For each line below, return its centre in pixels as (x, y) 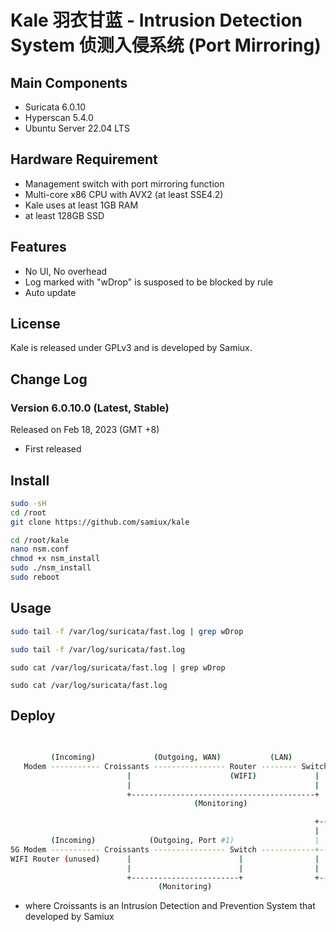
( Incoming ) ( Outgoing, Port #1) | (185, 841)
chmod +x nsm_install (55, 559)
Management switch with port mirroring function (124, 183)
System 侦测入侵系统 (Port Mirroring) (166, 45)
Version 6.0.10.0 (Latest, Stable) (90, 408)
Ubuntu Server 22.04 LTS (77, 128)
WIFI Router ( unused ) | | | (165, 859)
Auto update (50, 292)
